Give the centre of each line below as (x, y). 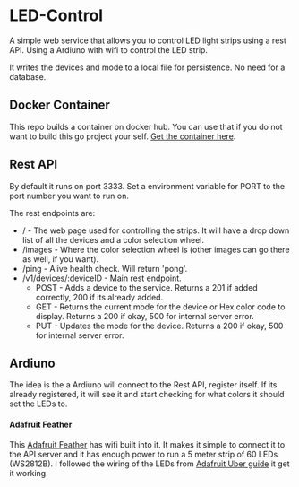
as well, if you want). (60, 259)
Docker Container (60, 105)
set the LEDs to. (38, 404)
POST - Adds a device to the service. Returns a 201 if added (146, 287)
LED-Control (56, 16)
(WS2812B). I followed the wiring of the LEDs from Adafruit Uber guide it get (149, 464)
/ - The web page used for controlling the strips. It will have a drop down (156, 230)
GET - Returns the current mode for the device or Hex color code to (160, 307)
